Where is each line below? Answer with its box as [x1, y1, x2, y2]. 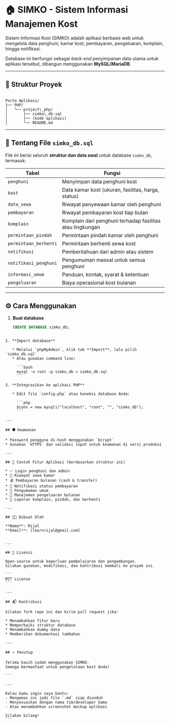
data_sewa [8, 201, 31, 207]
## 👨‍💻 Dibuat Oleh [5, 515, 44, 520]
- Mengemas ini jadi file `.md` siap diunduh [5, 696, 103, 701]
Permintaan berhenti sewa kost [62, 240, 136, 247]
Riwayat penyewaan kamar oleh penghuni [62, 201, 161, 208]
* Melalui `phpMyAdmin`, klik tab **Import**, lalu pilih [12, 347, 137, 352]
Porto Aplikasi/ [5, 98, 39, 103]
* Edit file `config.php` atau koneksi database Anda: [12, 391, 130, 397]
